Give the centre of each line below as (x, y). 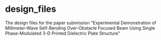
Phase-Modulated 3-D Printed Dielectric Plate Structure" (63, 33)
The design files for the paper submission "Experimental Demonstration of (81, 23)
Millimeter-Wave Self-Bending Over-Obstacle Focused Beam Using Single (80, 28)
